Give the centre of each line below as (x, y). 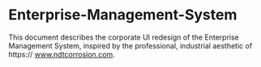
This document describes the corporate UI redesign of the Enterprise (124, 37)
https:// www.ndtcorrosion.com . (62, 54)
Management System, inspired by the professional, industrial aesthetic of (130, 45)
